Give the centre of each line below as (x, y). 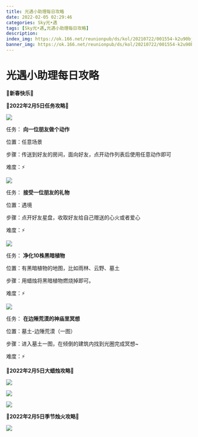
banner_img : (21, 45)
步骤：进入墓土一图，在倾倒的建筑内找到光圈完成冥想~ (72, 344)
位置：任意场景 (24, 142)
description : (22, 34)
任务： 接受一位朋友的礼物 (38, 192)
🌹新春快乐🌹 (20, 93)
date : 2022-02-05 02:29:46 (39, 17)
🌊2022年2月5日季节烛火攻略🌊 (43, 416)
